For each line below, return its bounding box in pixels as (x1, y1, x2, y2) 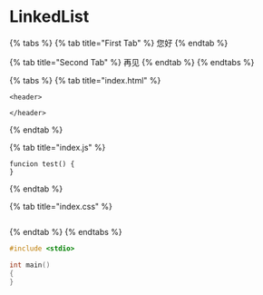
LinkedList (9, 6, 90, 27)
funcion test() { (9, 159, 75, 169)
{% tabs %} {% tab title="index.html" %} (9, 74, 161, 85)
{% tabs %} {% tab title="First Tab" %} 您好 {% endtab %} (9, 37, 229, 48)
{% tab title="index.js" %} (9, 142, 106, 152)
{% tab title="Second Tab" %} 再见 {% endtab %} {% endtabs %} (9, 56, 255, 67)
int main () (9, 261, 51, 270)
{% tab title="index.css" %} (9, 201, 113, 211)
